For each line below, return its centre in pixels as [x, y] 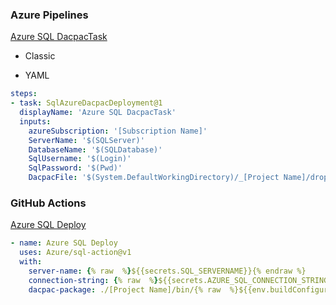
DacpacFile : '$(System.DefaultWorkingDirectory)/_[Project [154, 178]
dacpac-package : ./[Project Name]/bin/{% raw [125, 289]
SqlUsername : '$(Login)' [80, 159]
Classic [40, 56]
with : [31, 262]
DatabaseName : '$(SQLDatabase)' [95, 149]
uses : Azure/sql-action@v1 [75, 253]
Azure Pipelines [49, 15]
